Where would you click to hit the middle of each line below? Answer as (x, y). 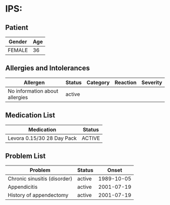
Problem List (26, 156)
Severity (152, 83)
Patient (17, 28)
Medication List (30, 115)
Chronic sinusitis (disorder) (40, 179)
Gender (18, 42)
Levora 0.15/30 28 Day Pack (42, 138)
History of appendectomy (38, 195)
